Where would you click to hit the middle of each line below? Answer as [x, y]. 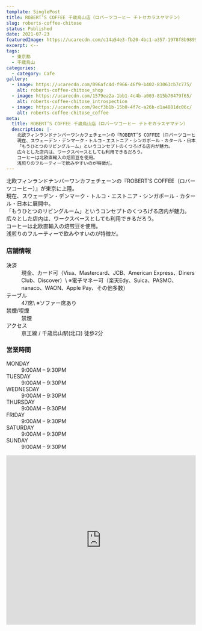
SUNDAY [17, 440]
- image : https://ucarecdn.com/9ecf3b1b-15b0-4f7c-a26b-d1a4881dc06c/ [102, 107]
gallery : [17, 79]
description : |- [32, 130]
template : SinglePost [33, 12]
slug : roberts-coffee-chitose [44, 23]
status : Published [29, 29]
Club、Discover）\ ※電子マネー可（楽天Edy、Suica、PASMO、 [99, 280]
